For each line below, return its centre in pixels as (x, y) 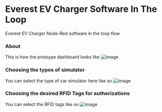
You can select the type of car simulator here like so (59, 81)
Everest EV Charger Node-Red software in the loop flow (63, 33)
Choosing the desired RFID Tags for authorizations (68, 94)
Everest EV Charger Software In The (81, 9)
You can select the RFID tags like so (42, 104)
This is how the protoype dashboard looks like (52, 57)
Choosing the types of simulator (45, 70)
